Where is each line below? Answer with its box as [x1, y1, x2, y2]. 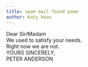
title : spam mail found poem [6, 8, 78, 15]
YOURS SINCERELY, [6, 49, 55, 56]
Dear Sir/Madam [6, 30, 46, 37]
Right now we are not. [6, 42, 60, 50]
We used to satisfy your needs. [6, 36, 82, 43]
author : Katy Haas [6, 14, 52, 20]
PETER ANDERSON [6, 55, 54, 62]
